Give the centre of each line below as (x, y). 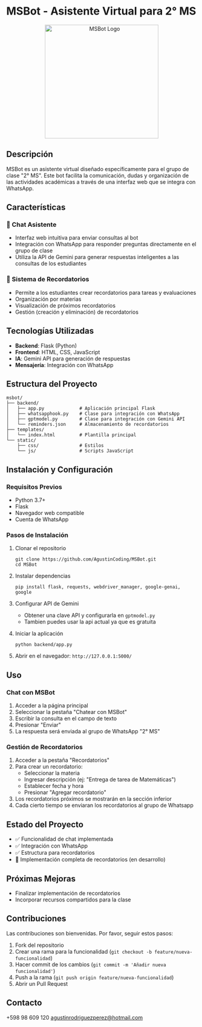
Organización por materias (48, 299)
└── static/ (21, 440)
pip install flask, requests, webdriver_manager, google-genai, (98, 587)
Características (36, 207)
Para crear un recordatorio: (49, 767)
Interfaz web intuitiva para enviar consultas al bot (77, 238)
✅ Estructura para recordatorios (55, 853)
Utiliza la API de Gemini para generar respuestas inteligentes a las (97, 257)
